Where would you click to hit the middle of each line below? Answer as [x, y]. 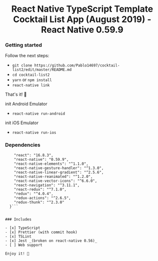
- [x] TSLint [18, 236]
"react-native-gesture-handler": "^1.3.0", [59, 168]
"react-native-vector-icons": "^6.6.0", [56, 181]
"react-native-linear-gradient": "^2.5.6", [59, 172]
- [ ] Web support [24, 245]
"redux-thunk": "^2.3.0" [39, 202]
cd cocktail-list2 [31, 75]
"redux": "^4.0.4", [34, 194]
